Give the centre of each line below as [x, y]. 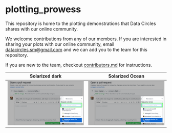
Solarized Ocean [126, 76]
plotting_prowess [43, 9]
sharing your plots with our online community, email [60, 44]
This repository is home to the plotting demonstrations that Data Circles [81, 23]
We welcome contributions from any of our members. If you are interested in [86, 39]
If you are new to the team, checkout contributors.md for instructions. [79, 65]
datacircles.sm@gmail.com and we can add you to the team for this [76, 49]
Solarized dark [46, 76]
